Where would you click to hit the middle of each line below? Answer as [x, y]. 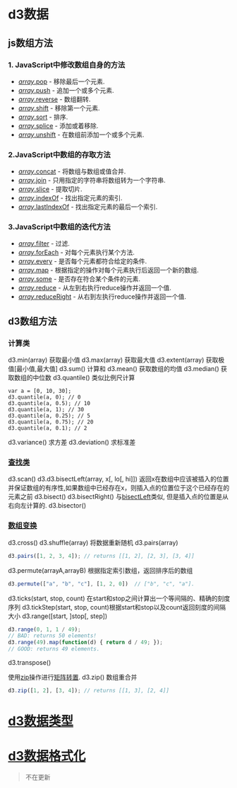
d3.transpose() [30, 662]
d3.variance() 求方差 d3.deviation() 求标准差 [72, 442]
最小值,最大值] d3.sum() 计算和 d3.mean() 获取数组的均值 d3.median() [118, 369]
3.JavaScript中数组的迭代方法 [60, 227]
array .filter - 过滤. [44, 244]
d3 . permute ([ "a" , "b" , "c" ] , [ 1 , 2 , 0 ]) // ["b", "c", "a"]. [101, 584]
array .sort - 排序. [43, 117]
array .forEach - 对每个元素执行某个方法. [76, 253]
